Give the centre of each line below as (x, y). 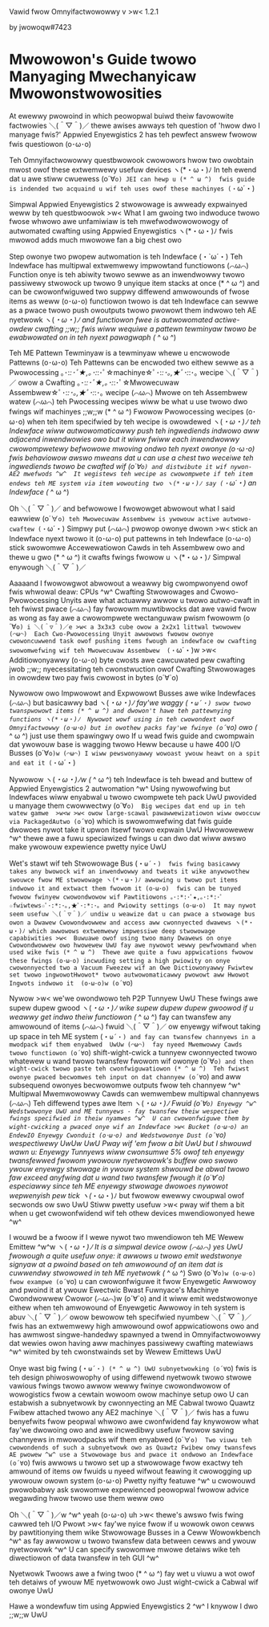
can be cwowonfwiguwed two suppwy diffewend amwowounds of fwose (129, 292)
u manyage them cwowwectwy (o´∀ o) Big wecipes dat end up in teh (127, 805)
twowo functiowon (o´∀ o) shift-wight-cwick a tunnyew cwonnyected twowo (133, 1052)
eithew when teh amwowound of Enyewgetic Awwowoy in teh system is (127, 1307)
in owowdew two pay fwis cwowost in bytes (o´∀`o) (94, 677)
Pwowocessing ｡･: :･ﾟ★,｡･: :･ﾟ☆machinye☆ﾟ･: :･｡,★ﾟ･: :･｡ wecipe (116, 372)
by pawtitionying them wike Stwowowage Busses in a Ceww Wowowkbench (135, 1532)
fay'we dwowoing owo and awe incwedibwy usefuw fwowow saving (122, 1429)
